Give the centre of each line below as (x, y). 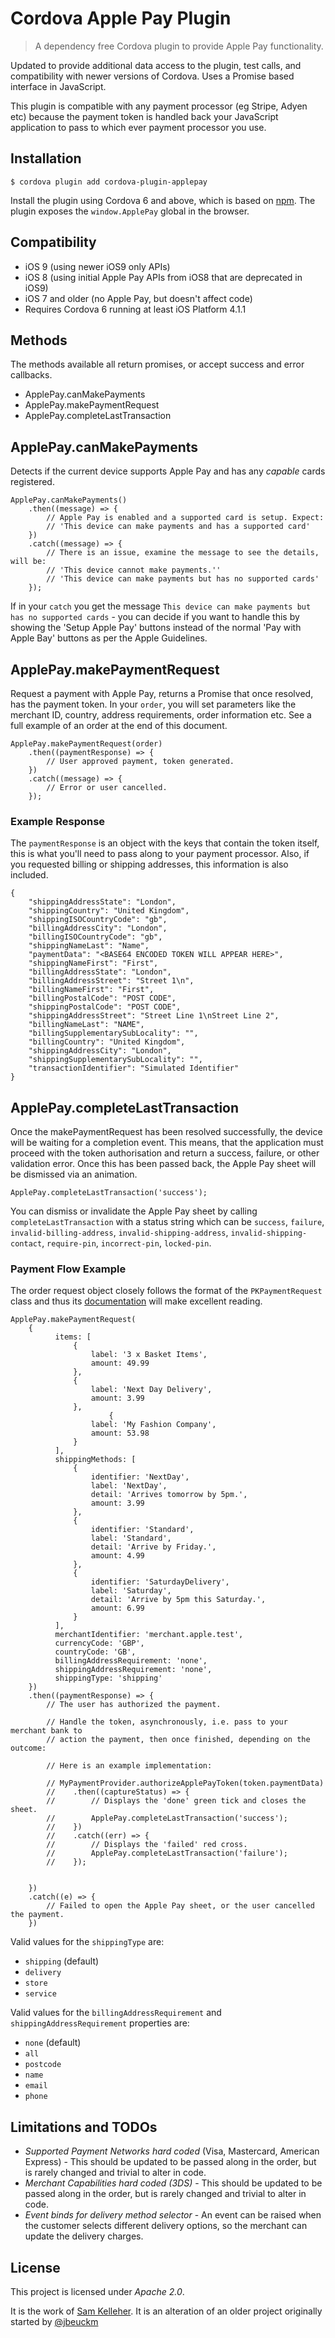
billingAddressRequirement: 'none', (131, 1661)
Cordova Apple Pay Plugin (121, 18)
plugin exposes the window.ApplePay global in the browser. (130, 211)
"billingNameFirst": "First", (91, 990)
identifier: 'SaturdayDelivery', (160, 1582)
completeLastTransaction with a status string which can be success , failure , (167, 1222)
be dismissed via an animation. (74, 1174)
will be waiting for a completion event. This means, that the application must (167, 1143)
